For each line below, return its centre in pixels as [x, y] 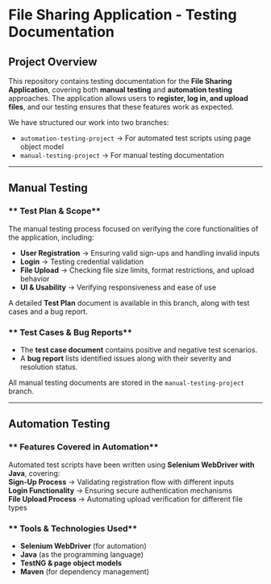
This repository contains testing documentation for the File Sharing [120, 81]
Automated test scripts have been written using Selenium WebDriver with [131, 465]
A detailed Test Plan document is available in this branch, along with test [129, 302]
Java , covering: [34, 473]
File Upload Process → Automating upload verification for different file [126, 498]
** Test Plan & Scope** [54, 211]
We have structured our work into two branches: [89, 122]
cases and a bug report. [48, 311]
